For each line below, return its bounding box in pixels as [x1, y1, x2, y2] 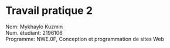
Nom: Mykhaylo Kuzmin [5, 23, 63, 30]
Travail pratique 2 [5, 4, 93, 17]
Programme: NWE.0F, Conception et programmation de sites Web [5, 35, 165, 42]
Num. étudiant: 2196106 [5, 29, 63, 36]
